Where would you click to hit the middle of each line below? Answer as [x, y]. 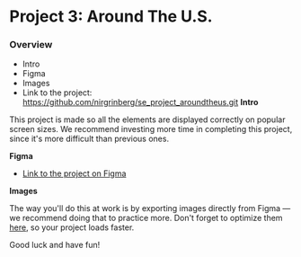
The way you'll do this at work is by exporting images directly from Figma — [150, 208]
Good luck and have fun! [55, 245]
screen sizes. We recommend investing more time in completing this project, [151, 129]
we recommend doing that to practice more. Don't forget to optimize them [146, 218]
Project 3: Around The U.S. [111, 17]
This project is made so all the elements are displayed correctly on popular [147, 120]
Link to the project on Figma [74, 173]
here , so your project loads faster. [72, 227]
